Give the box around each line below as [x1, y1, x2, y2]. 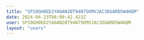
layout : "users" [6, 25, 46, 31]
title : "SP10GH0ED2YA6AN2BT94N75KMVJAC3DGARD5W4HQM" [6, 8, 139, 15]
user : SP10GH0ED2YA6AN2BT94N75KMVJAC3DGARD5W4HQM [6, 19, 132, 25]
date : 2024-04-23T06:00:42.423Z [6, 14, 86, 20]
